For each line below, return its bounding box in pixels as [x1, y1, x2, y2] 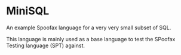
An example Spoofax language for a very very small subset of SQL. [6, 24, 171, 31]
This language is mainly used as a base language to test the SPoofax [6, 35, 176, 42]
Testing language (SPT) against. [6, 42, 85, 49]
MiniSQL [6, 4, 50, 18]
